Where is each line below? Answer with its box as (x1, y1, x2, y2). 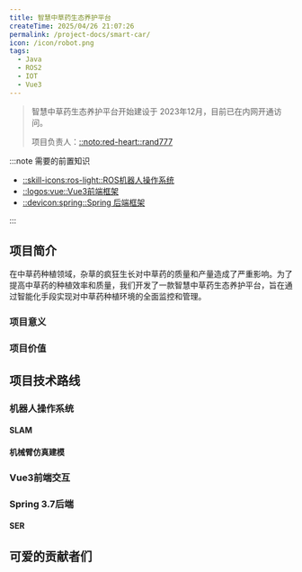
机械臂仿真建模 (9, 446, 65, 457)
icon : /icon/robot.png (9, 38, 94, 48)
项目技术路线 (9, 372, 81, 388)
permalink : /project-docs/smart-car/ (9, 30, 151, 39)
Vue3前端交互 (9, 471, 71, 484)
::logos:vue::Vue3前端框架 (22, 185, 120, 196)
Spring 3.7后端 (9, 497, 75, 510)
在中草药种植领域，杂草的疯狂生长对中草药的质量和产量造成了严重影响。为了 (9, 269, 293, 280)
